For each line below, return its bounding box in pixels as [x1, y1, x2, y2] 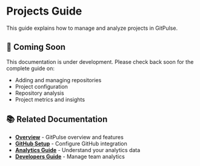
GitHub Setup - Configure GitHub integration [15, 140, 127, 147]
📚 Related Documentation [6, 114, 108, 125]
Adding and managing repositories [15, 76, 102, 83]
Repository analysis [15, 89, 65, 97]
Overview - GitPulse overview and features [15, 133, 124, 140]
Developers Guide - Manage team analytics [15, 153, 125, 160]
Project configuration [15, 83, 68, 90]
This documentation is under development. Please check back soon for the [6, 58, 194, 65]
